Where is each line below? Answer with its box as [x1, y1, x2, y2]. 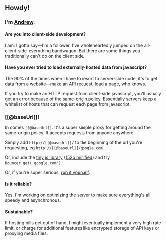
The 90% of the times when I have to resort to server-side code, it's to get [5, 75, 158, 81]
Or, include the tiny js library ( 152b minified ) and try [5, 154, 110, 161]
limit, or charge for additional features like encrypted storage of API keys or [5, 225, 160, 231]
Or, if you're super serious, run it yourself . [5, 169, 90, 176]
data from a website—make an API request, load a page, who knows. [5, 81, 147, 87]
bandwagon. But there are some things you [52, 47, 141, 54]
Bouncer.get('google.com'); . [5, 160, 65, 166]
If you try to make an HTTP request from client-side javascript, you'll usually [5, 90, 161, 96]
